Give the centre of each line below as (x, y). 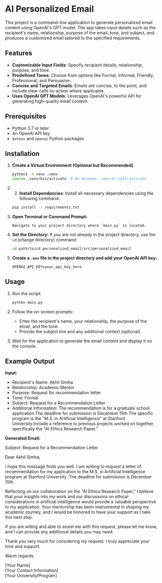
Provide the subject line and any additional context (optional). (80, 331)
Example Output (30, 361)
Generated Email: (23, 438)
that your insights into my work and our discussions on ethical (67, 496)
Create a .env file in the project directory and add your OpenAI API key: (84, 258)
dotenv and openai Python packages (48, 138)
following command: (39, 198)
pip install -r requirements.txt (46, 208)
